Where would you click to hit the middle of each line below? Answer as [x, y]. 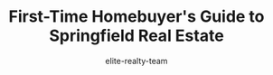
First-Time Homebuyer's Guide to [136, 17]
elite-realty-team [136, 61]
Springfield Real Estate [136, 36]
